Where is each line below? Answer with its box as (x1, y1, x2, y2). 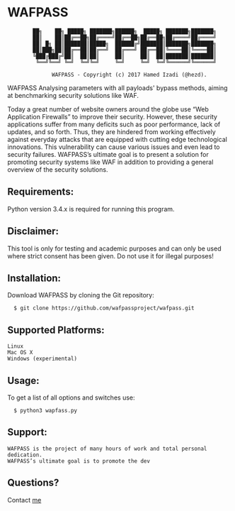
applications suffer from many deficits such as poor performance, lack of (7, 120, 221, 128)
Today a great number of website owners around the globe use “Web (7, 104, 209, 114)
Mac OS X (7, 349, 33, 356)
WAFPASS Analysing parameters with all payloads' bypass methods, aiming (7, 83, 228, 92)
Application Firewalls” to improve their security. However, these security (7, 112, 218, 121)
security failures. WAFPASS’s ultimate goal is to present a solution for (7, 150, 209, 158)
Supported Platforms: (7, 324, 105, 336)
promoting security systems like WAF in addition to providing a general (7, 158, 214, 166)
